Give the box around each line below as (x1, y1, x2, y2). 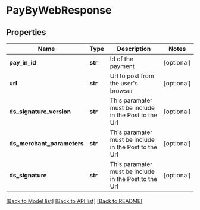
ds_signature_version (9, 107, 71, 116)
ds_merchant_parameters (9, 139, 85, 147)
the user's (110, 79, 138, 87)
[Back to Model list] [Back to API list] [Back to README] (6, 198, 143, 205)
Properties (6, 27, 46, 37)
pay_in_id (9, 59, 37, 66)
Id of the (110, 55, 134, 63)
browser (110, 87, 133, 95)
